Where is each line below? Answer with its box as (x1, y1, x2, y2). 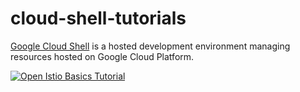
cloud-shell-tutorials (10, 7, 187, 30)
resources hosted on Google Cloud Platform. (10, 50, 195, 62)
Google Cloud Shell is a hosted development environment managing (10, 40, 291, 52)
